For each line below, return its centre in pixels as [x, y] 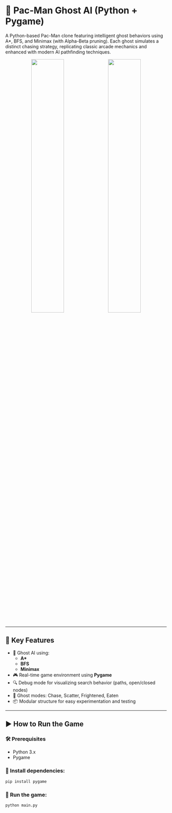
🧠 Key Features [30, 640]
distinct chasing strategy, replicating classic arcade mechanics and [76, 46]
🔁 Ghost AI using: [31, 653]
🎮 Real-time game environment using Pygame [62, 675]
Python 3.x [24, 752]
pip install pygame [26, 781]
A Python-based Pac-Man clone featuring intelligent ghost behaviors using [84, 35]
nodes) [20, 690]
